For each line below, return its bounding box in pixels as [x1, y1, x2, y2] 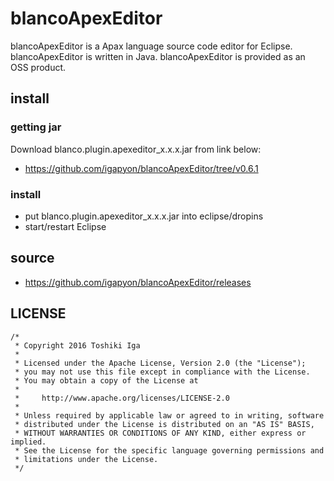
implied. [10, 437, 47, 447]
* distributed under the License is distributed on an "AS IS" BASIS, [14, 419, 315, 429]
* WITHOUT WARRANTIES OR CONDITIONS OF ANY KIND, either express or [14, 428, 307, 438]
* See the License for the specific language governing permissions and [14, 445, 325, 456]
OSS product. [10, 61, 67, 73]
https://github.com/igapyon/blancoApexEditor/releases [24, 276, 252, 288]
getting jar [10, 120, 62, 134]
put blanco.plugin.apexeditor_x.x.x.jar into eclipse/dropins [24, 210, 264, 222]
